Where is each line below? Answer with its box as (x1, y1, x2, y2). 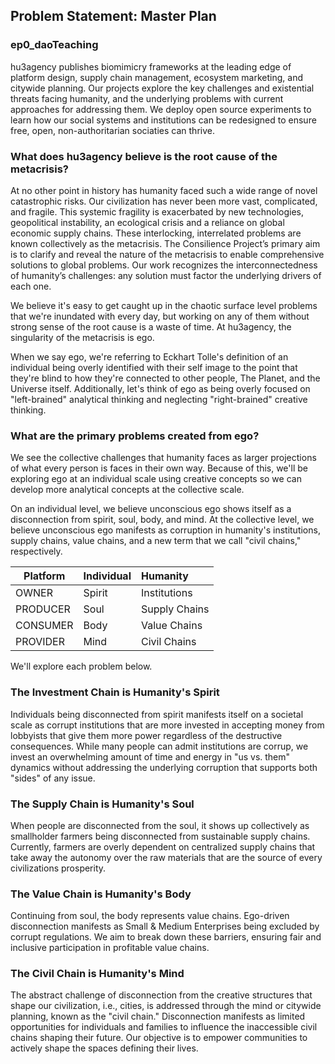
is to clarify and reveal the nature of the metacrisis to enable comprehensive (10, 248, 325, 260)
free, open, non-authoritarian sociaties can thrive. (10, 124, 215, 136)
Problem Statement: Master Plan (10, 8, 217, 25)
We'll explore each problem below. (10, 660, 153, 673)
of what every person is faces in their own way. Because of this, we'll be (10, 462, 308, 474)
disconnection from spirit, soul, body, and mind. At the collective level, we (10, 514, 315, 526)
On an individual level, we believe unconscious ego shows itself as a (10, 503, 292, 515)
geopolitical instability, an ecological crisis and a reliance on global (10, 216, 285, 228)
